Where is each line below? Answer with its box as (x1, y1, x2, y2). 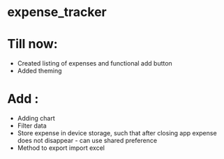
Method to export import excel (17, 144, 105, 152)
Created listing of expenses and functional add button (17, 59, 172, 68)
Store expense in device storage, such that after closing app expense (17, 129, 218, 137)
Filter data (17, 121, 47, 130)
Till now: (7, 36, 58, 52)
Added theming (17, 67, 62, 75)
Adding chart (17, 114, 55, 123)
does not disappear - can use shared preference (17, 137, 158, 145)
